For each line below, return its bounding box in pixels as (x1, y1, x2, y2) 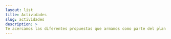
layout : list (5, 7, 33, 13)
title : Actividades (5, 12, 47, 17)
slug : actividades (5, 17, 45, 22)
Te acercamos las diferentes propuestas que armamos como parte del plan (5, 26, 166, 31)
